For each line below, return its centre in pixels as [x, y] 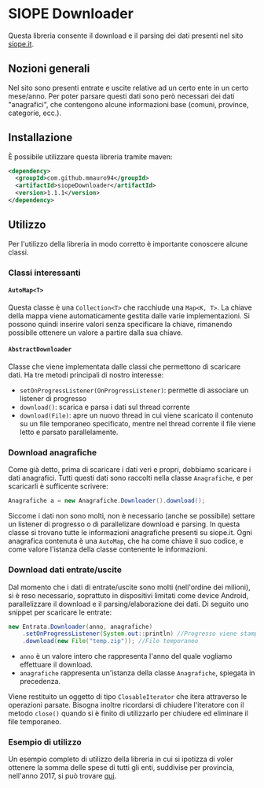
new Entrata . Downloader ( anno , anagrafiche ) [81, 626]
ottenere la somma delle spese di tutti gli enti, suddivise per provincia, [121, 768]
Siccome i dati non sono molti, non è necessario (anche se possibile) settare [132, 516]
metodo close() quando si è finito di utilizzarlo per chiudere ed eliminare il [128, 713]
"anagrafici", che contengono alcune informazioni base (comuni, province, [128, 104]
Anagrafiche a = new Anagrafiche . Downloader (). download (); [107, 501]
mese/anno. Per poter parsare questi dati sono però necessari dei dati [121, 96]
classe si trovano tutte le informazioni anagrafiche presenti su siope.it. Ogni [130, 533]
